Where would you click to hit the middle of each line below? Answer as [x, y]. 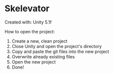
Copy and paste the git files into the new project [60, 51]
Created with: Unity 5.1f [28, 22]
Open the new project [34, 62]
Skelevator [27, 9]
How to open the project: [30, 31]
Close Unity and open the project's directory [57, 46]
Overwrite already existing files [43, 56]
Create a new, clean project [40, 41]
